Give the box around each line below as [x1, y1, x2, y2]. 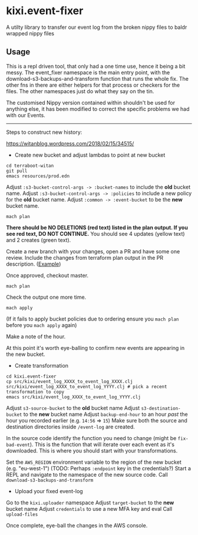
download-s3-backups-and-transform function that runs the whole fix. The [6, 75, 189, 82]
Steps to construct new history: [6, 128, 82, 136]
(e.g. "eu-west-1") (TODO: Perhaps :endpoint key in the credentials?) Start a [6, 464, 192, 472]
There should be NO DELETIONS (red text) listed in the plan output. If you [6, 224, 189, 231]
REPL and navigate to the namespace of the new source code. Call [6, 471, 168, 478]
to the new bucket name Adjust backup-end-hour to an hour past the [23, 411, 188, 418]
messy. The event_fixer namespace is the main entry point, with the [6, 69, 170, 76]
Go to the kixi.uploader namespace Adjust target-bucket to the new [6, 499, 174, 506]
